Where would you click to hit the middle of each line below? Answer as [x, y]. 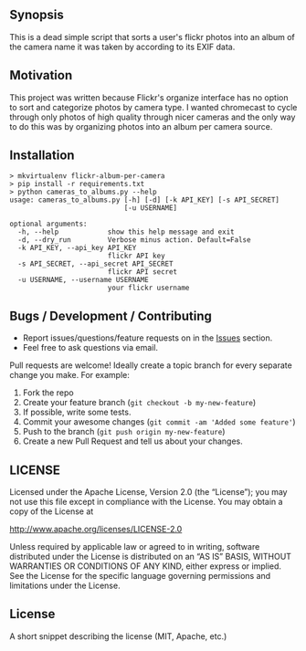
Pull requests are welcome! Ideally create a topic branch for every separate [151, 365]
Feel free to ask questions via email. [90, 348]
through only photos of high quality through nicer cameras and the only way [153, 117]
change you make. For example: [70, 375]
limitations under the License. [65, 586]
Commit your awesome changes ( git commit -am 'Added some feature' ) [159, 422]
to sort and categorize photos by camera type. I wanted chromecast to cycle [153, 107]
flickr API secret [142, 272]
